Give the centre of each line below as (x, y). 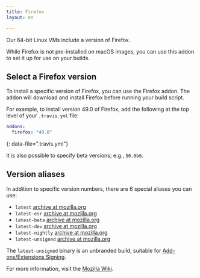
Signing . (56, 257)
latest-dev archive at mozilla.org (56, 226)
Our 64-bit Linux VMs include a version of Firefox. (68, 40)
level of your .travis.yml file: (43, 116)
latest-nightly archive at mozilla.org (61, 232)
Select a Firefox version (52, 77)
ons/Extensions (26, 257)
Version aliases (36, 174)
